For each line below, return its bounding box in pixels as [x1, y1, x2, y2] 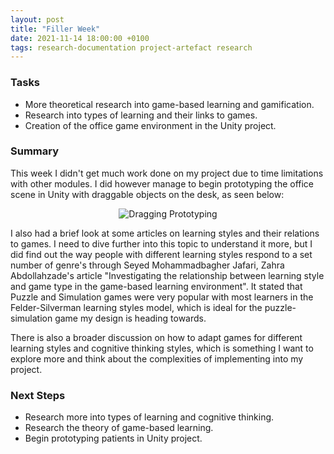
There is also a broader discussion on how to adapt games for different [10, 331, 303, 343]
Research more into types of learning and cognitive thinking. [24, 411, 275, 423]
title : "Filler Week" [10, 24, 101, 34]
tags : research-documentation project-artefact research [10, 42, 253, 53]
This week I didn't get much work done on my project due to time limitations [10, 167, 324, 179]
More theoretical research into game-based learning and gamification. [24, 98, 315, 110]
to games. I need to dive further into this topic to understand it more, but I [10, 237, 313, 250]
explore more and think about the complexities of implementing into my [10, 352, 304, 365]
